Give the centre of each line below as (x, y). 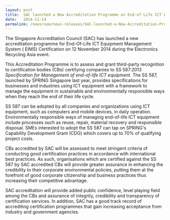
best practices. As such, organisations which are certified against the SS (81, 159)
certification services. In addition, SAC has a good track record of (74, 201)
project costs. (19, 139)
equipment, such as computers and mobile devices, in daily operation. (78, 112)
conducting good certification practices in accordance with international (80, 154)
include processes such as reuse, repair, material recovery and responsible (83, 122)
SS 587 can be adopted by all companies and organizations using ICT (78, 106)
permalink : (17, 24)
